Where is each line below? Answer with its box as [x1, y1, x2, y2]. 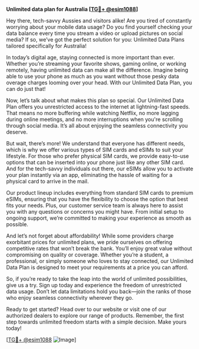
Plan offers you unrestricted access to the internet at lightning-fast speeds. [6, 103, 190, 110]
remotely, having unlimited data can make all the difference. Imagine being [6, 66, 188, 74]
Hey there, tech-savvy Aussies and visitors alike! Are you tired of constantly [6, 17, 192, 24]
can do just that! [6, 85, 46, 92]
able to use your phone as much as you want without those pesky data [6, 73, 179, 80]
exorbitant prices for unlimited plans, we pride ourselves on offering [6, 239, 172, 246]
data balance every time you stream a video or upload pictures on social [6, 30, 183, 37]
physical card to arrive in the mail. [6, 178, 89, 185]
